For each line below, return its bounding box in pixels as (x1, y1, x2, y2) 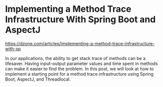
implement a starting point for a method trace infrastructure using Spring (5, 71, 154, 77)
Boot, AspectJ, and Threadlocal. (5, 76, 71, 82)
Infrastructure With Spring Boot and (5, 14, 156, 25)
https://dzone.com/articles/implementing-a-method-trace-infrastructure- (5, 40, 155, 46)
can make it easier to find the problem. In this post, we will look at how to (5, 65, 154, 72)
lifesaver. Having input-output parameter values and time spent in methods (5, 60, 158, 66)
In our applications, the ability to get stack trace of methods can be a (5, 55, 146, 61)
